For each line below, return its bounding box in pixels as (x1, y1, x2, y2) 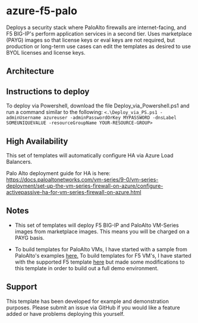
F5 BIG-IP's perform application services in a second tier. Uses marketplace (6, 30, 192, 37)
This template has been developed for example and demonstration (6, 297, 169, 305)
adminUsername (6, 115, 42, 121)
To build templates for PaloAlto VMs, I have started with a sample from (14, 245, 187, 253)
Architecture (6, 66, 55, 77)
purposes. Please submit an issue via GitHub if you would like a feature (6, 304, 180, 311)
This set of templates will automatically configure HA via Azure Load (6, 151, 174, 159)
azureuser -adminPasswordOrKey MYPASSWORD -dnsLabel (43, 115, 177, 121)
